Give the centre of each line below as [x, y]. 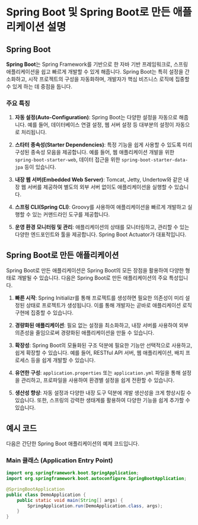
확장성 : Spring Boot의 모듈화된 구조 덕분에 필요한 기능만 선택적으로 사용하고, [103, 345]
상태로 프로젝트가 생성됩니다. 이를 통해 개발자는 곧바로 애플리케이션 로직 [109, 306]
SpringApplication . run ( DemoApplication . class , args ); [95, 506]
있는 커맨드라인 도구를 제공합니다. [71, 215]
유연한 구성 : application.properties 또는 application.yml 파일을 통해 [98, 373]
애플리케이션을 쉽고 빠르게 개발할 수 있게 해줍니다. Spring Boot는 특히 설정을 [95, 71]
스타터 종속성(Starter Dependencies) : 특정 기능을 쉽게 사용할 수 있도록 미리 [103, 145]
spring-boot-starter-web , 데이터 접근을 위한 [67, 160]
